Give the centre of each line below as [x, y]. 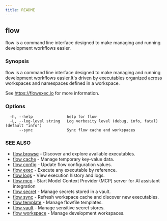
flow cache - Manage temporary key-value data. [63, 159]
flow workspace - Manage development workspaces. [68, 213]
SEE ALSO [18, 143]
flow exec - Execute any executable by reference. [65, 170]
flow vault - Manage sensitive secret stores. [59, 208]
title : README [20, 10]
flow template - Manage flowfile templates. [58, 202]
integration [24, 186]
